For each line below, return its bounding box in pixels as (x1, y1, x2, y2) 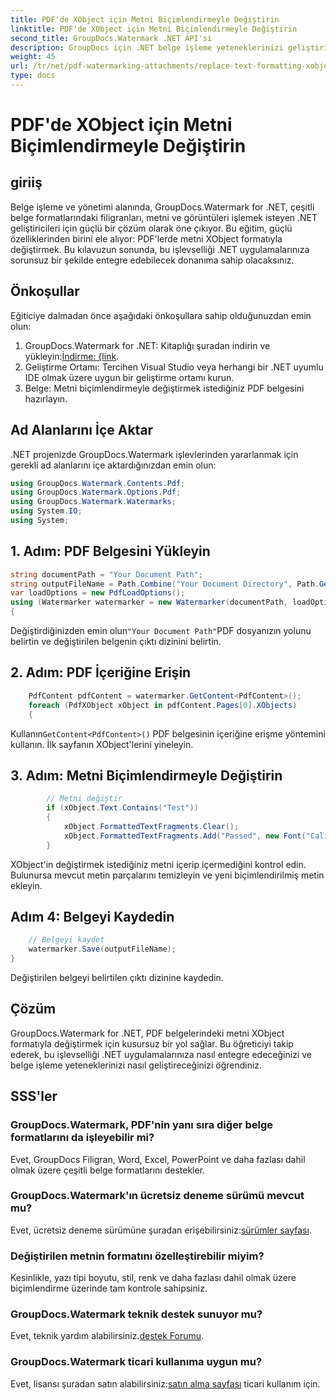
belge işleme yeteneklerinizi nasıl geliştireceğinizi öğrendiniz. (10, 1059, 263, 1071)
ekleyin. (10, 879, 43, 891)
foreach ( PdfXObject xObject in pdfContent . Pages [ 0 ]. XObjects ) (28, 700, 298, 710)
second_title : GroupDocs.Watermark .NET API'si (10, 33, 213, 43)
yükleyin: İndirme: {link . (24, 350, 120, 362)
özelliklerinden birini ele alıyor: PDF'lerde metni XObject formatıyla (10, 232, 283, 245)
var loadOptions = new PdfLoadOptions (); (10, 588, 186, 598)
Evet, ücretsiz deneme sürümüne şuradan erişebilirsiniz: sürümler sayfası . (10, 1224, 312, 1236)
